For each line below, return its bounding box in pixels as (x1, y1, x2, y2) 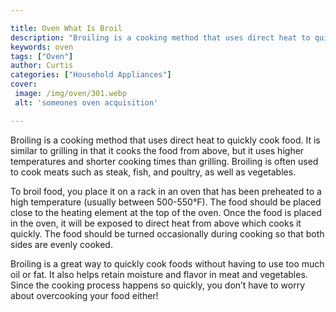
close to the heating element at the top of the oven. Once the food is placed (10, 206, 322, 218)
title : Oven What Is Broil (10, 23, 123, 33)
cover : (10, 79, 38, 90)
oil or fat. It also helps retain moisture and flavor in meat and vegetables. (10, 268, 308, 280)
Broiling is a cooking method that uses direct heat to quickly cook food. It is (10, 134, 321, 146)
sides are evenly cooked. (10, 238, 113, 250)
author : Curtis (10, 61, 74, 71)
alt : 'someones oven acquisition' (14, 97, 159, 108)
